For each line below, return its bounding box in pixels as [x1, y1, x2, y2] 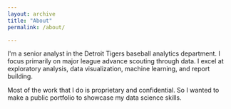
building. [7, 72, 34, 81]
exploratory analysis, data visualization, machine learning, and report [7, 65, 210, 73]
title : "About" [7, 17, 53, 24]
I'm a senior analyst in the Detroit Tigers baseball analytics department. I [7, 49, 221, 58]
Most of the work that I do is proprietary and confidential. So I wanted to [7, 86, 220, 95]
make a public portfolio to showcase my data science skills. [7, 93, 182, 102]
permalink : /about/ [7, 24, 66, 31]
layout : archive [7, 10, 56, 18]
